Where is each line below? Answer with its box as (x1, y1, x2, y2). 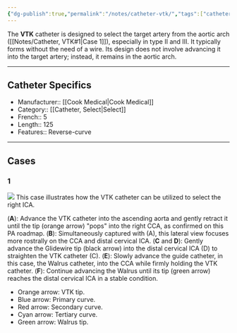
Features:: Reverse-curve (17, 128, 92, 136)
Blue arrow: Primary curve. (17, 296, 96, 304)
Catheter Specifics (7, 79, 92, 92)
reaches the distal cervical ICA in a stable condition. (7, 274, 159, 283)
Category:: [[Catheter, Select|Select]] (17, 105, 126, 114)
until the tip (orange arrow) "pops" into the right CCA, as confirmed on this (7, 222, 224, 230)
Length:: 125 (17, 121, 54, 129)
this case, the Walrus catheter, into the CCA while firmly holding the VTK (7, 259, 218, 268)
